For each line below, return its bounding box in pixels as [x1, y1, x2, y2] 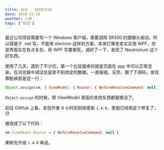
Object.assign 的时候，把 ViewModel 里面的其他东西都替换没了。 [5, 94, 137, 100]
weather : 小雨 [5, 16, 33, 21]
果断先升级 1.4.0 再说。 [5, 140, 53, 145]
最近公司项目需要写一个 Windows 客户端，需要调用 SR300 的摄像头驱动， [5, 35, 154, 40]
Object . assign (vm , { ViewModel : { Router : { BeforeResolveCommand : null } [5, 85, 161, 90]
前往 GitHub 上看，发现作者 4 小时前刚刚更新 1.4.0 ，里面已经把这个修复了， [5, 105, 159, 111]
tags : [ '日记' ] [5, 20, 35, 26]
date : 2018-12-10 [5, 12, 41, 17]
